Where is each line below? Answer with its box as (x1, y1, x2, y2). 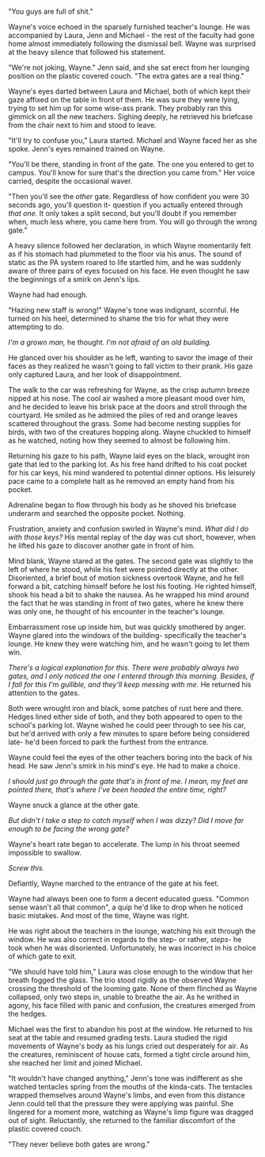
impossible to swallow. (8, 848, 81, 857)
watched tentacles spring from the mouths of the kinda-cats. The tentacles (8, 1082, 253, 1091)
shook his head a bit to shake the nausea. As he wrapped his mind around (8, 590, 249, 599)
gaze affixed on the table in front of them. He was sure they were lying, (8, 95, 240, 104)
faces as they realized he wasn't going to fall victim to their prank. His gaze (8, 361, 253, 371)
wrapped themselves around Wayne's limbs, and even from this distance (8, 1090, 245, 1100)
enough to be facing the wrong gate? (8, 825, 130, 833)
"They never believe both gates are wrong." (8, 1140, 150, 1149)
